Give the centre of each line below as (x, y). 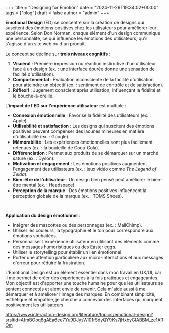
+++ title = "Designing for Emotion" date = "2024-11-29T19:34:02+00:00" (82, 7)
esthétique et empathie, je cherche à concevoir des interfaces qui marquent (84, 299)
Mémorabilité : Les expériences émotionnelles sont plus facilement (82, 142)
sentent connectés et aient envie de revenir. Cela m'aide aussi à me (75, 289)
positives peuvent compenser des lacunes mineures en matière (78, 131)
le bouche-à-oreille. (33, 96)
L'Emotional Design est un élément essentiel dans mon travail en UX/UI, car (83, 273)
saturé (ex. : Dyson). (34, 158)
